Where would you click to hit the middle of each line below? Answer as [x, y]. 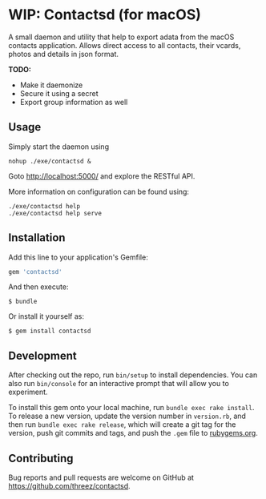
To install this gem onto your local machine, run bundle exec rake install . [131, 408]
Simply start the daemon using [59, 147]
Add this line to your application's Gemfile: [78, 257]
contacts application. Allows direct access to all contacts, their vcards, [125, 45]
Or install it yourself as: [46, 316]
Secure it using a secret [59, 93]
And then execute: [38, 287]
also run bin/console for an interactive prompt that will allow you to [119, 384]
